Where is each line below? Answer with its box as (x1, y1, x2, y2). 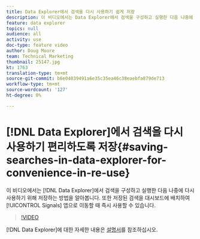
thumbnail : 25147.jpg (6, 59, 60, 65)
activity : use (6, 37, 42, 43)
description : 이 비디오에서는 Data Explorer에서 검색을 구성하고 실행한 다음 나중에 (6, 14, 193, 20)
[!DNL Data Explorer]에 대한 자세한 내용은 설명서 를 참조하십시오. (6, 226, 158, 233)
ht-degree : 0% (6, 92, 42, 98)
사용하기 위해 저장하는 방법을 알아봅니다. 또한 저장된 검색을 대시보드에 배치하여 (6, 194, 190, 201)
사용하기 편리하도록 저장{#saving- (6, 140, 168, 153)
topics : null (6, 25, 39, 32)
